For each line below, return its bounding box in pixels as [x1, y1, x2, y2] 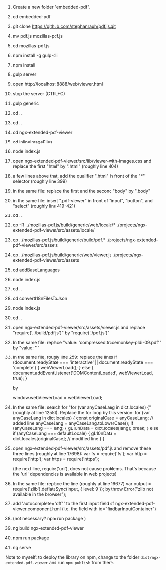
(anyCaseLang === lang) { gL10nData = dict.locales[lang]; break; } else [12, 426, 159, 431]
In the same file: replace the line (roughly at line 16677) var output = [12, 481, 152, 486]
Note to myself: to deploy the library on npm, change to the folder [5, 554, 140, 560]
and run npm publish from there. [49, 560, 114, 565]
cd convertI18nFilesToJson [12, 295, 67, 301]
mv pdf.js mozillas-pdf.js [12, 33, 63, 39]
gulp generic [12, 100, 39, 106]
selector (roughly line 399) [12, 178, 67, 184]
